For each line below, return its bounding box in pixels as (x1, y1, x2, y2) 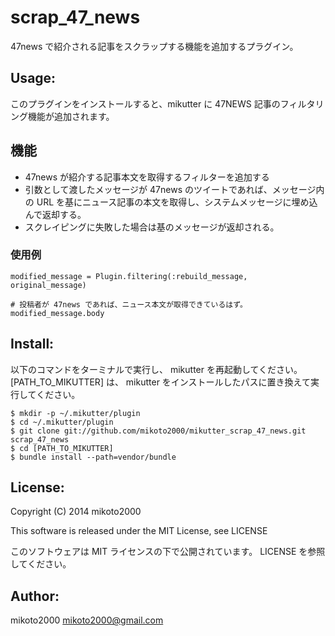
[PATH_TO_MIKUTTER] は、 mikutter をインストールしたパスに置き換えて (10, 376, 311, 388)
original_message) (10, 280, 87, 290)
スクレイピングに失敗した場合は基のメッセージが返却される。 (24, 221, 280, 233)
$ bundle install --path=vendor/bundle (10, 452, 177, 462)
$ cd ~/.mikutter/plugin (10, 417, 114, 427)
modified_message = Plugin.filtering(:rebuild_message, (10, 271, 248, 281)
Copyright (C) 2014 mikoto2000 (10, 506, 142, 518)
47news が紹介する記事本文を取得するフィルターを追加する (24, 171, 270, 183)
